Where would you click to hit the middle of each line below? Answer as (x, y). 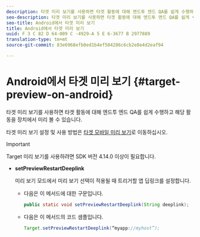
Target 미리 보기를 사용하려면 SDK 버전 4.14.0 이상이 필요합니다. (81, 156)
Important (18, 144)
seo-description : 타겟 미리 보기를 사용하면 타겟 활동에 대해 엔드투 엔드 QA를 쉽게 (98, 17)
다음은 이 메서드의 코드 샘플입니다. (63, 217)
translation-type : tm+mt (37, 39)
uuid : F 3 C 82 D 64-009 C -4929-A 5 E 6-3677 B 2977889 (78, 34)
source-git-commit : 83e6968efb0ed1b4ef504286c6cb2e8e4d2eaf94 (85, 45)
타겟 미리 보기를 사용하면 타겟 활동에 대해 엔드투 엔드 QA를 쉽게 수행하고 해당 (96, 112)
